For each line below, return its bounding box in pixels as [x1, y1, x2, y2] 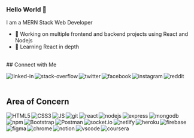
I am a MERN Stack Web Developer [6, 19, 93, 26]
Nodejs [14, 37, 33, 44]
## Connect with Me [6, 61, 57, 68]
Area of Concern [6, 96, 69, 106]
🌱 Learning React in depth [14, 43, 80, 50]
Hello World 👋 [6, 5, 47, 14]
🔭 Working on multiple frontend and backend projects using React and [14, 30, 189, 38]
